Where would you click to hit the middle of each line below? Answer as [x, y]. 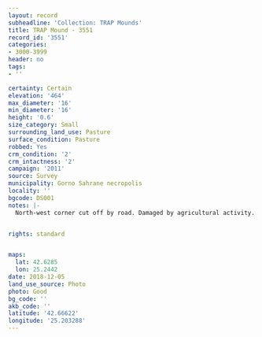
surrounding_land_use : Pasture [59, 132]
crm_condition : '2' [40, 154]
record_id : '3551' [38, 37]
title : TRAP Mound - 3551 [50, 30]
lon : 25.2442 [37, 270]
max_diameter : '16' [40, 103]
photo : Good [28, 291]
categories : [28, 45]
